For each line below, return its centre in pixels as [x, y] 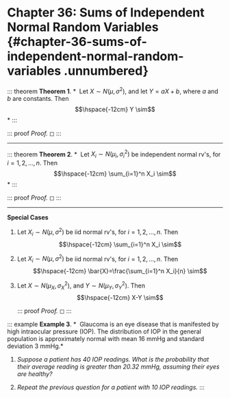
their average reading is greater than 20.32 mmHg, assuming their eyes [118, 367]
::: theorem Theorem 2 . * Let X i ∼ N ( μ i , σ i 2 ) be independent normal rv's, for [114, 154]
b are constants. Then [38, 98]
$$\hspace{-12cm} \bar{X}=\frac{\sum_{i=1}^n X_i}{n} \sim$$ [120, 271]
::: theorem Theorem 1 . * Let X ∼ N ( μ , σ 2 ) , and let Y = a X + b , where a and [113, 91]
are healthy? [35, 374]
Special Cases [28, 218]
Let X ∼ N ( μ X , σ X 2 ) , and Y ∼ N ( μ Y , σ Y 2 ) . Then [81, 285]
